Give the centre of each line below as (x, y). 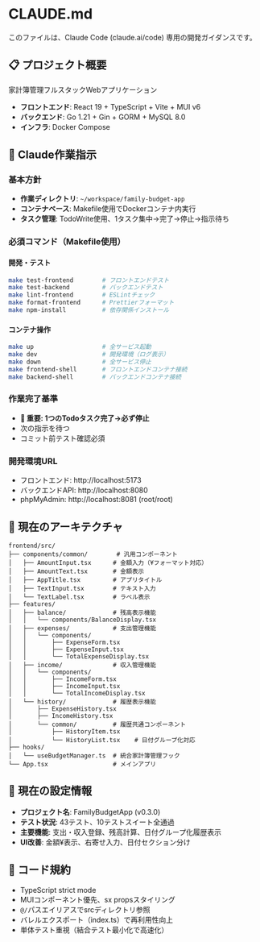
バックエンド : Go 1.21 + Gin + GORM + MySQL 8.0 (103, 117)
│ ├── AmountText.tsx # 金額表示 (76, 571)
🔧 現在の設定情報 (50, 791)
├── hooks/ (27, 747)
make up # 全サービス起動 (80, 347)
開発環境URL (33, 461)
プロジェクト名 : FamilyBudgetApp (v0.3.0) (90, 811)
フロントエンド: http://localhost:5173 (81, 480)
